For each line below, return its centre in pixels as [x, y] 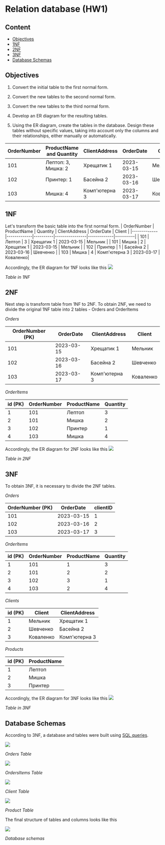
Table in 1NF [18, 277]
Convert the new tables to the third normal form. [61, 106]
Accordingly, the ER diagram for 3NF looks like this [56, 699]
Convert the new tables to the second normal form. [64, 96]
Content [18, 27]
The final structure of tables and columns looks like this [61, 820]
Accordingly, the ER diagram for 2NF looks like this [56, 449]
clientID [103, 508]
